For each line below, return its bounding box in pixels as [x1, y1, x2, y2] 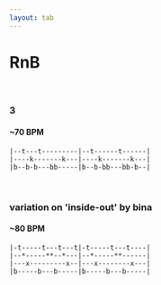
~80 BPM [9, 223, 45, 234]
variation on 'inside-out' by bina [9, 200, 153, 213]
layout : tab [9, 13, 54, 23]
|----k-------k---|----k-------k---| [9, 154, 151, 163]
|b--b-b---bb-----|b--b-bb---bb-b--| [9, 162, 151, 171]
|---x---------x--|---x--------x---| [9, 259, 151, 268]
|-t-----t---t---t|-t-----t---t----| [9, 243, 151, 253]
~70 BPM [9, 127, 45, 138]
